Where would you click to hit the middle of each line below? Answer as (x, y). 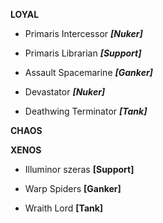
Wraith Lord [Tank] (64, 208)
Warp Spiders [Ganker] (73, 188)
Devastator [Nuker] (65, 92)
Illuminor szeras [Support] (79, 169)
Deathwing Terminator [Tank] (86, 111)
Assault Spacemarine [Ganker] (88, 72)
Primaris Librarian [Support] (83, 53)
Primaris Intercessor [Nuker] (83, 33)
